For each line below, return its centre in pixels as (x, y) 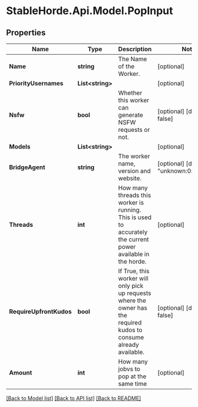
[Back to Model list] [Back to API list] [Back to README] (74, 398)
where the (132, 300)
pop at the (132, 376)
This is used (135, 217)
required (130, 322)
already (129, 345)
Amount (21, 373)
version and (135, 171)
